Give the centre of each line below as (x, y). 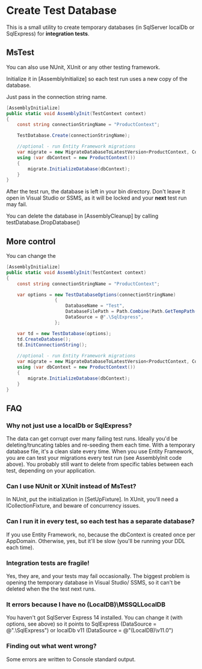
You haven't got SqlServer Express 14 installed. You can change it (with (95, 618)
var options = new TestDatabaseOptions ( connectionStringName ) (96, 295)
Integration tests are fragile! (48, 563)
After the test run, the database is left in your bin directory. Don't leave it (96, 192)
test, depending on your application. (51, 471)
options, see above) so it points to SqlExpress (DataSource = (81, 624)
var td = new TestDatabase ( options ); (64, 333)
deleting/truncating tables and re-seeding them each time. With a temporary (101, 445)
